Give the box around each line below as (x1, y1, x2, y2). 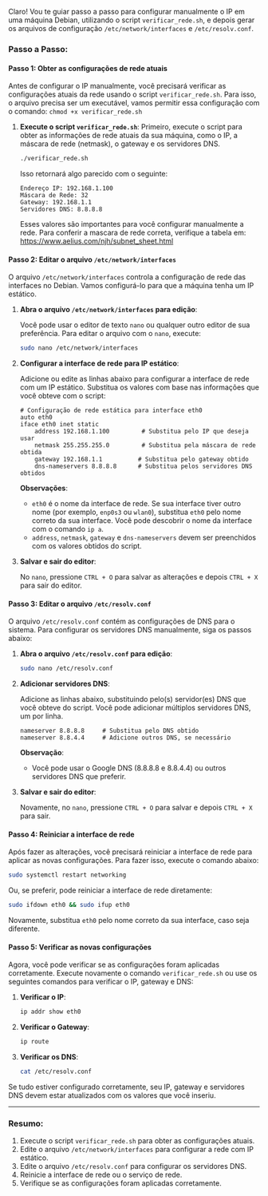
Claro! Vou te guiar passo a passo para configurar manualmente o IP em (8, 7, 246, 16)
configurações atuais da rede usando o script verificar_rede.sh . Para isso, (8, 89, 257, 99)
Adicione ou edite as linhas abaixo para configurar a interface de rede (19, 374, 250, 384)
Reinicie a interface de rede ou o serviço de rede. (19, 1170, 183, 1180)
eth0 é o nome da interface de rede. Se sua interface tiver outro (31, 499, 242, 509)
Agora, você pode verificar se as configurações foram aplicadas (8, 960, 220, 969)
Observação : (19, 748, 65, 758)
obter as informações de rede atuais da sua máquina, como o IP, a (19, 131, 238, 141)
